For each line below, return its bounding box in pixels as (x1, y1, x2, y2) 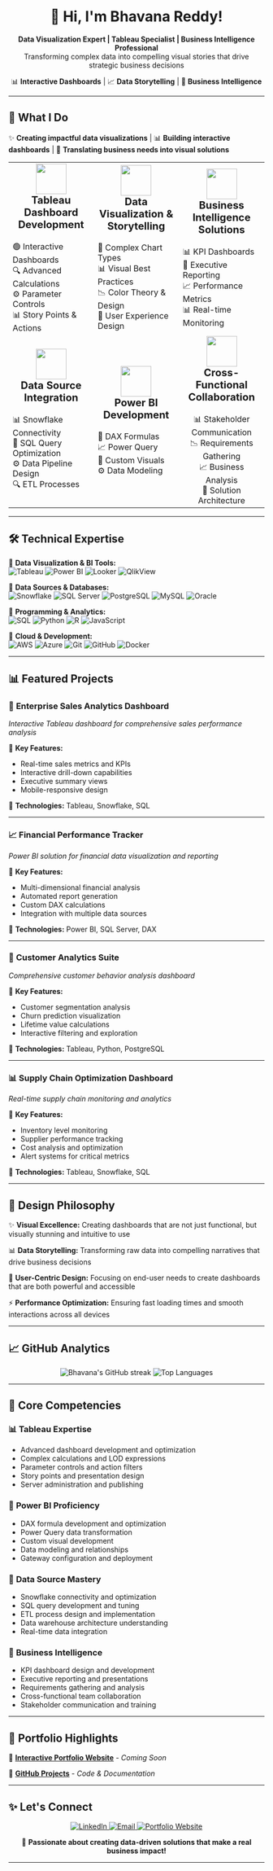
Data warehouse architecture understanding (19, 1618, 168, 1628)
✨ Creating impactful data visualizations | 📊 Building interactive (8, 133, 231, 142)
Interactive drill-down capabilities (19, 768, 132, 778)
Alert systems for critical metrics (19, 1151, 130, 1161)
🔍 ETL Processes (12, 479, 80, 490)
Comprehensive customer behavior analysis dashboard (8, 971, 195, 980)
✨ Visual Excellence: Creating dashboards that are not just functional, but (8, 1220, 258, 1229)
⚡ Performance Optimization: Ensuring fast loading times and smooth (8, 1298, 244, 1308)
